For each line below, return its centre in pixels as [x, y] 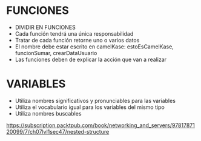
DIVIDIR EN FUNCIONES [45, 27]
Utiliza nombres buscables [48, 113]
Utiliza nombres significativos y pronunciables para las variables [95, 100]
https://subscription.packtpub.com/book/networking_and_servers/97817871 [100, 125]
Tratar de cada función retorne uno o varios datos [77, 40]
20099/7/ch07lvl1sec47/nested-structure [58, 131]
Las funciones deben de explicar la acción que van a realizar [91, 59]
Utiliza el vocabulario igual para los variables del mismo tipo [90, 107]
